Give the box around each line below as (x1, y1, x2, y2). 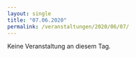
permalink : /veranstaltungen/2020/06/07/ (7, 23, 130, 30)
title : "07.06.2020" (7, 17, 68, 24)
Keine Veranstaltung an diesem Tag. (7, 42, 111, 51)
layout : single (7, 10, 52, 17)
